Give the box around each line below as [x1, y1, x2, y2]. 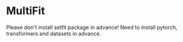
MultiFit [6, 4, 45, 18]
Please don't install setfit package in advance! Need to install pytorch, [6, 24, 178, 31]
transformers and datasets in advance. [6, 30, 101, 37]
